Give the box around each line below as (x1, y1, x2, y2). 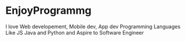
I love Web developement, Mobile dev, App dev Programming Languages (5, 23, 181, 30)
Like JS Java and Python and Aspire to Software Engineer (5, 29, 144, 36)
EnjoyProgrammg (5, 4, 92, 17)
